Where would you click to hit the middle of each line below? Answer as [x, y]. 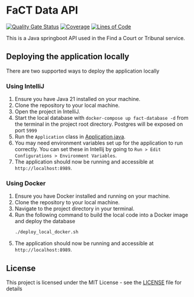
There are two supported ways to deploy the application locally [83, 71]
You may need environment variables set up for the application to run [98, 143]
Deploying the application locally [68, 57]
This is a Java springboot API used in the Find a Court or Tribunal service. [96, 38]
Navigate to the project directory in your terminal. [74, 209]
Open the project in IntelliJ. [47, 112]
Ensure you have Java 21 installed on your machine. [77, 99]
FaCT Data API [42, 10]
